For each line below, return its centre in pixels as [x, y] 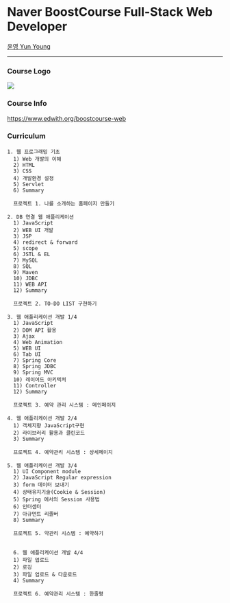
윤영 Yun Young [29, 46]
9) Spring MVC [33, 372]
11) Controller [35, 385]
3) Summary [29, 439]
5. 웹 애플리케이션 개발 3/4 [42, 465]
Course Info [27, 104]
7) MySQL [26, 260]
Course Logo [29, 71]
